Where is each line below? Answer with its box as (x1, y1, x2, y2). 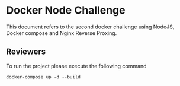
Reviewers (6, 47, 46, 57)
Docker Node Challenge (6, 4, 126, 17)
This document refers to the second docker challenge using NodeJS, (6, 23, 175, 30)
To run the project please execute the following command (6, 62, 147, 69)
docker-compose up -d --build (6, 74, 81, 80)
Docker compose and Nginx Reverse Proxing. (6, 29, 117, 36)
